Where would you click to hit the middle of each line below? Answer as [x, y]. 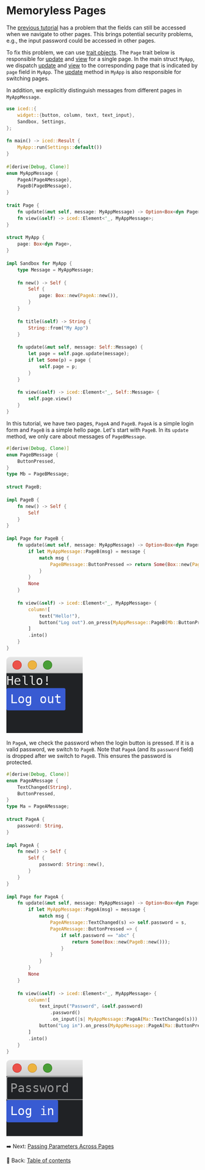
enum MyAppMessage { [33, 173]
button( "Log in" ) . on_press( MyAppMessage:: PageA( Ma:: [107, 1026]
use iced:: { [21, 109]
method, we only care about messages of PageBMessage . [76, 436]
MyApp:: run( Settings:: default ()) [60, 147]
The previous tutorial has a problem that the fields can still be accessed [96, 28]
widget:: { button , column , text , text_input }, [76, 115]
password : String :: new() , [72, 865]
